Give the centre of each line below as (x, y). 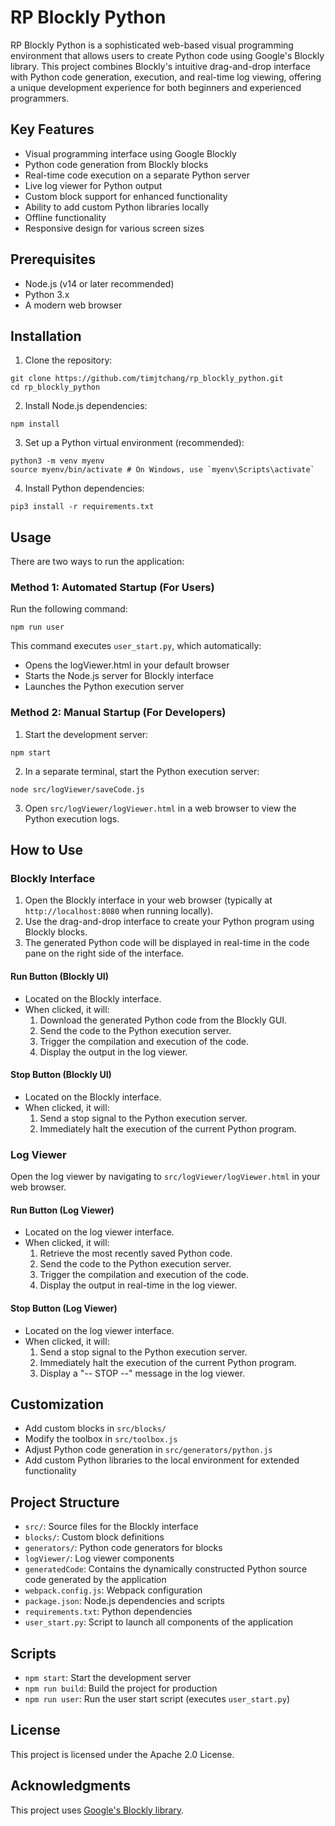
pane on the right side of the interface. (104, 953)
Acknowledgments (71, 1786)
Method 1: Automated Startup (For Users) (112, 588)
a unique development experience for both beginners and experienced (156, 87)
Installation (46, 336)
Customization (57, 1404)
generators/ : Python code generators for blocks (123, 1548)
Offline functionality (65, 217)
